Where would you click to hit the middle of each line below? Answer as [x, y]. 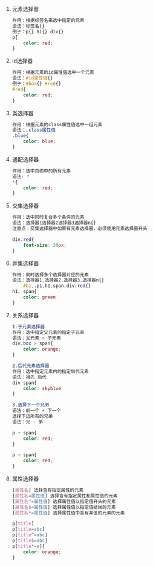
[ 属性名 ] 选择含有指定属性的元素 [47, 490]
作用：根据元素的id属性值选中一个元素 [53, 72]
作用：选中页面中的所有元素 [41, 171]
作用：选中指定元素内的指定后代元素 [50, 371]
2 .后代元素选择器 [31, 366]
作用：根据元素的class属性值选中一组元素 [57, 124]
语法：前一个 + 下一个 [37, 411]
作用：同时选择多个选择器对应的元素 [50, 275]
